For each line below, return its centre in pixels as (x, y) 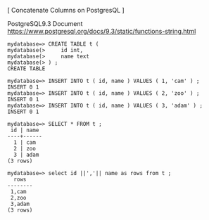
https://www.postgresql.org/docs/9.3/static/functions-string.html (102, 31)
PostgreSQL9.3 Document (45, 24)
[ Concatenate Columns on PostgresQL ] (66, 10)
